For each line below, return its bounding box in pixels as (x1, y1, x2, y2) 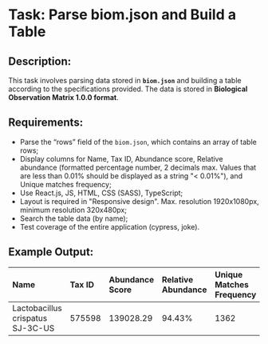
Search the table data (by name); (19, 214, 128, 223)
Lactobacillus (12, 302, 62, 314)
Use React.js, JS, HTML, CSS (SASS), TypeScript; (19, 188, 183, 198)
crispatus (12, 312, 48, 323)
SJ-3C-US (12, 322, 55, 334)
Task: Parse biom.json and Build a (8, 6, 237, 24)
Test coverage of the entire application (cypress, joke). (19, 222, 200, 231)
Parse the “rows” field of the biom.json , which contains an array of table (19, 137, 257, 146)
